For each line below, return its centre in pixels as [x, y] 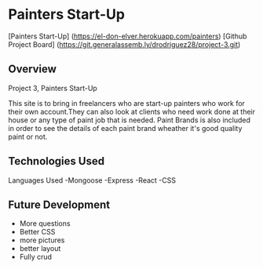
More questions [45, 224]
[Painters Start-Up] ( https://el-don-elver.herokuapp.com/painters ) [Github [128, 36]
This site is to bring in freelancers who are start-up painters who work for [127, 103]
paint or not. [28, 136]
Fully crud [36, 257]
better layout [40, 249]
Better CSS [37, 232]
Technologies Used [56, 161]
